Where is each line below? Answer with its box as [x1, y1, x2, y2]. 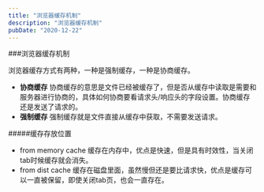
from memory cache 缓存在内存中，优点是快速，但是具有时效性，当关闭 [19, 145, 254, 155]
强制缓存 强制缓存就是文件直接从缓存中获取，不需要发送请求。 [19, 112, 222, 122]
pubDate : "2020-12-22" [8, 26, 83, 34]
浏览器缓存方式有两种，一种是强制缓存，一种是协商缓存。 [8, 66, 195, 75]
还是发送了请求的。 [19, 102, 83, 111]
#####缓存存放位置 [8, 129, 73, 138]
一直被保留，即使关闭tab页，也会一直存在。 [26, 175, 169, 185]
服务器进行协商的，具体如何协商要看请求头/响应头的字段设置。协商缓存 [19, 92, 251, 102]
